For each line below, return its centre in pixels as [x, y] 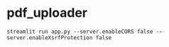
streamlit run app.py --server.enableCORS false [80, 32]
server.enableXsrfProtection [50, 38]
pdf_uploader [47, 13]
